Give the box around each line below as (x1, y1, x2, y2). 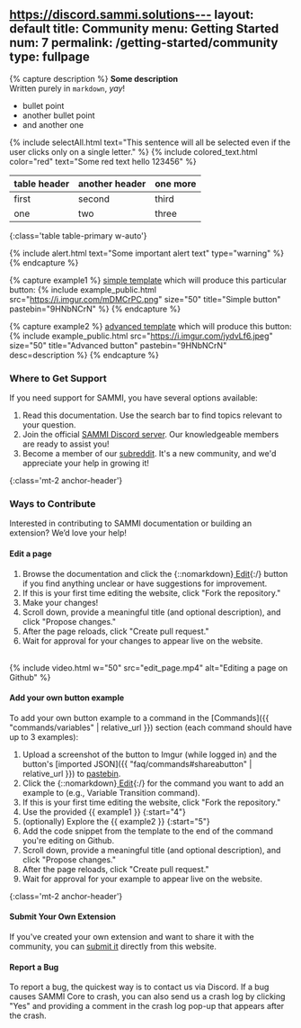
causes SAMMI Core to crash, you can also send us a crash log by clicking (9, 991, 286, 1002)
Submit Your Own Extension (9, 911, 117, 922)
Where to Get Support (9, 372, 107, 384)
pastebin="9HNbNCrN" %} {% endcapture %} (9, 303, 181, 314)
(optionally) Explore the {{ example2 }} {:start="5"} (22, 816, 210, 826)
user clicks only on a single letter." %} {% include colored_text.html (9, 146, 258, 157)
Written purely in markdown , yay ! (9, 83, 126, 94)
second (77, 193, 111, 205)
